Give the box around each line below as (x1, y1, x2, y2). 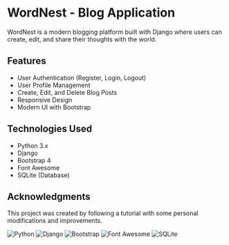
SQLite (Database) (17, 171, 70, 179)
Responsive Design (17, 96, 73, 104)
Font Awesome (17, 163, 60, 172)
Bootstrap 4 (17, 156, 51, 164)
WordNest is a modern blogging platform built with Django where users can (7, 28, 223, 36)
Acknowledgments (7, 190, 91, 202)
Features (7, 55, 46, 67)
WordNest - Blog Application (7, 5, 175, 21)
